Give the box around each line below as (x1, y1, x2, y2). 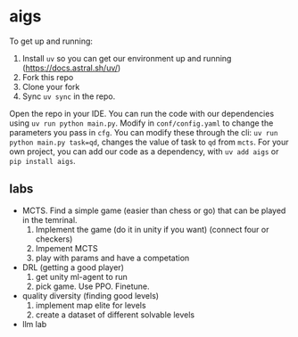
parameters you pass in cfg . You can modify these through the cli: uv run (9, 127, 278, 137)
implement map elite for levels (35, 300, 146, 310)
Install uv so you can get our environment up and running (21, 53, 232, 63)
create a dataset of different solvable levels (35, 309, 195, 320)
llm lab (21, 318, 47, 329)
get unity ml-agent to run (35, 271, 128, 282)
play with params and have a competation (35, 252, 190, 263)
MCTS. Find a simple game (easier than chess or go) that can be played (21, 205, 286, 216)
